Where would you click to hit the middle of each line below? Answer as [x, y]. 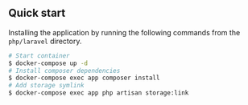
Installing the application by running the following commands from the [124, 32]
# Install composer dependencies [64, 71]
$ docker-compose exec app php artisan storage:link [99, 93]
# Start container [39, 55]
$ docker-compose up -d [48, 63]
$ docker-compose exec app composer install [84, 78]
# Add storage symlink [46, 86]
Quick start [37, 13]
